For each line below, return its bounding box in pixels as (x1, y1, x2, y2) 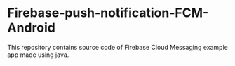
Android (7, 20, 56, 36)
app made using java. (7, 51, 69, 59)
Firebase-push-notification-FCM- (7, 5, 209, 21)
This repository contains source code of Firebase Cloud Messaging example (7, 43, 228, 51)
